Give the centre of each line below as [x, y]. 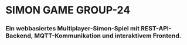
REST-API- [156, 29]
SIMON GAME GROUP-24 [68, 10]
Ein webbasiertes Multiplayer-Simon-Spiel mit [73, 29]
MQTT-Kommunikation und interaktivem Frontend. [108, 36]
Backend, [19, 36]
